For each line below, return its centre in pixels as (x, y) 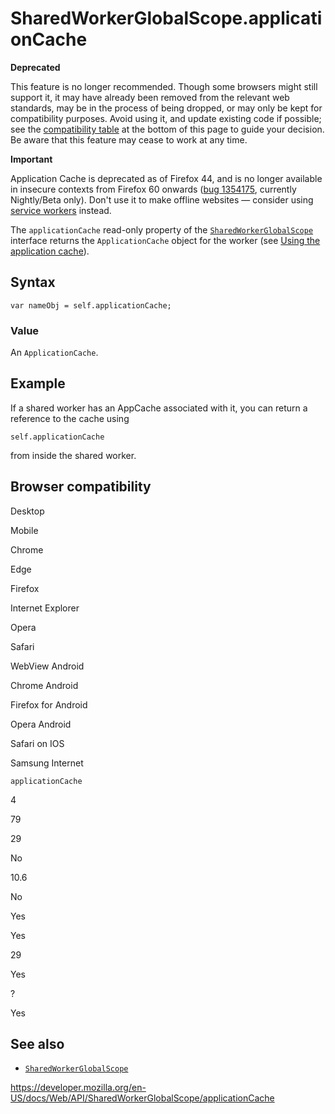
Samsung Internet (47, 763)
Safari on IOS (37, 743)
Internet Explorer (45, 608)
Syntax (33, 282)
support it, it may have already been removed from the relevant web (150, 97)
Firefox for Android (49, 704)
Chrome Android (44, 685)
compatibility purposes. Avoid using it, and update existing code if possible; (166, 118)
